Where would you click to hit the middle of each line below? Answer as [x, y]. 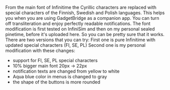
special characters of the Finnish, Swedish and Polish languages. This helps [85, 13]
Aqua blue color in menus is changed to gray [60, 77]
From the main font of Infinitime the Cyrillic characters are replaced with [81, 7]
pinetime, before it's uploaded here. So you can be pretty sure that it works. [85, 34]
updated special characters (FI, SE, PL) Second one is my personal [75, 45]
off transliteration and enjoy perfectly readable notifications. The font [78, 23]
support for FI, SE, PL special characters [55, 60]
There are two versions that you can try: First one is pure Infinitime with [80, 40]
